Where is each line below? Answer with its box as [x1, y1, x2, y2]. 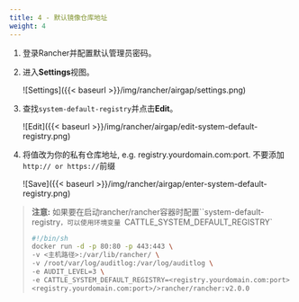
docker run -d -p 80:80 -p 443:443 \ [31, 242, 174, 252]
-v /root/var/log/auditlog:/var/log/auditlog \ [31, 259, 213, 268]
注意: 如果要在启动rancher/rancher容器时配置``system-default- [31, 206, 265, 217]
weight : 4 [9, 22, 47, 31]
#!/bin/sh [31, 234, 69, 243]
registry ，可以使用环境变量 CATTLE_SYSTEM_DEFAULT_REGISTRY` [31, 217, 273, 227]
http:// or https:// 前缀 [22, 160, 115, 171]
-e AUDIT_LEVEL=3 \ [31, 267, 105, 276]
